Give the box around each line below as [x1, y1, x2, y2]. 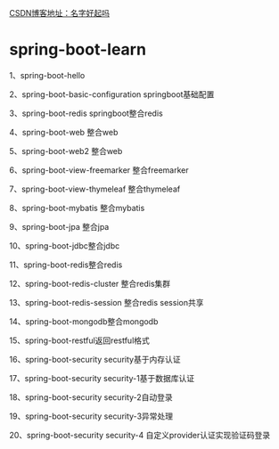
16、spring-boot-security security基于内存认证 [9, 354, 181, 364]
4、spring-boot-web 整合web [9, 127, 119, 137]
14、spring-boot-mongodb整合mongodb [9, 315, 159, 327]
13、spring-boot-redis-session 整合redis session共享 [9, 297, 204, 307]
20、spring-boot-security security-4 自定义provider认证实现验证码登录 [9, 429, 271, 440]
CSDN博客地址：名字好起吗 [9, 8, 110, 18]
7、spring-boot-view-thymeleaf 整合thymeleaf [9, 184, 181, 194]
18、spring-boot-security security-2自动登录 [9, 391, 174, 403]
